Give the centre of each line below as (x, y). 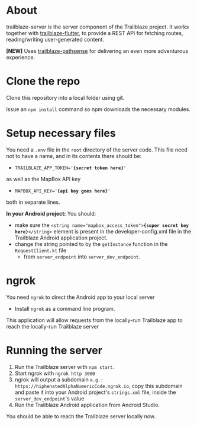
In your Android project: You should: (51, 213)
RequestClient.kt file (41, 250)
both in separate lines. (33, 202)
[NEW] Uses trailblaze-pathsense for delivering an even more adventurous (97, 51)
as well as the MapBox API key (43, 179)
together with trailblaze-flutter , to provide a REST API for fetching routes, (95, 33)
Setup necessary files (61, 133)
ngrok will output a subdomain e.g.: (59, 379)
